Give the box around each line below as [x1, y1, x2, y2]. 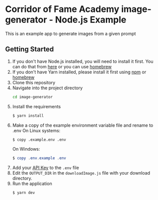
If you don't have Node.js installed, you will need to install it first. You [12, 58, 154, 64]
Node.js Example [55, 14, 127, 25]
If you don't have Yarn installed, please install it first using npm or [12, 69, 147, 75]
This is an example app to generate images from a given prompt [5, 30, 136, 36]
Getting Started [5, 45, 54, 53]
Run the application [12, 181, 52, 187]
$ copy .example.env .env [12, 137, 66, 142]
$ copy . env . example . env [12, 156, 66, 161]
